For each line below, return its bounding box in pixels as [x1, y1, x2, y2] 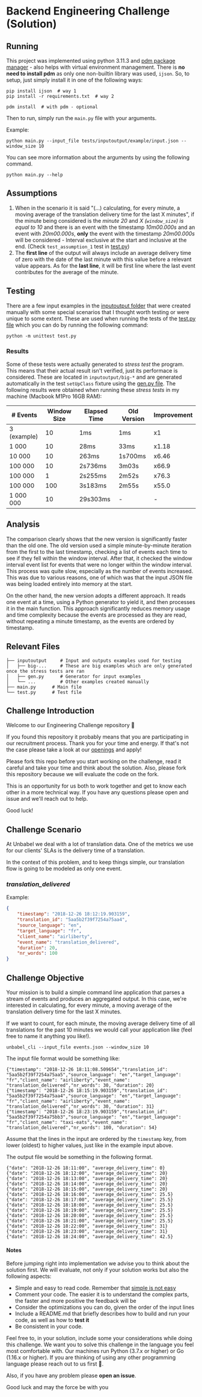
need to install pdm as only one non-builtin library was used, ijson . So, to [6, 70, 190, 77]
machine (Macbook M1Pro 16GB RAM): [6, 393, 102, 400]
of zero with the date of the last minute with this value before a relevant [14, 255, 192, 263]
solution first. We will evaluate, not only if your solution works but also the [6, 1267, 189, 1274]
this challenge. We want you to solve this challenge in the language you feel [6, 1341, 194, 1348]
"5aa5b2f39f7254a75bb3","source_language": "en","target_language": [6, 1114, 182, 1120]
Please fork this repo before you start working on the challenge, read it [6, 758, 182, 765]
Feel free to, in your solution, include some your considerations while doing [6, 1335, 192, 1342]
